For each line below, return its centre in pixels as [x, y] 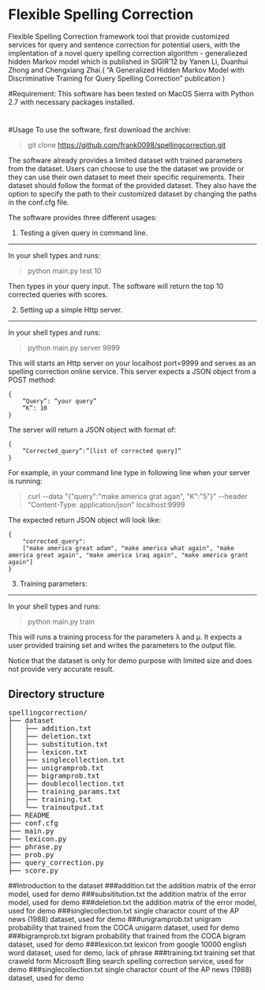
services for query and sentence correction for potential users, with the [124, 44]
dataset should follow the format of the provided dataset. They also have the [132, 186]
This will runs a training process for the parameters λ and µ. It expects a [125, 637]
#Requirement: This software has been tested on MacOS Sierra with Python [131, 93]
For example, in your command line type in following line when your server [129, 473]
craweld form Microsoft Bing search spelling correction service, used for [126, 961]
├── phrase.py [35, 847]
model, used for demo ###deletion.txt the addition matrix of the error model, [132, 902]
